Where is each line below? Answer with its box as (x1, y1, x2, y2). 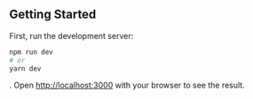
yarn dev (9, 64, 42, 73)
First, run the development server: (9, 30, 134, 41)
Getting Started (9, 7, 97, 22)
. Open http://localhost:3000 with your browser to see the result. (9, 80, 246, 91)
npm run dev (9, 48, 53, 57)
